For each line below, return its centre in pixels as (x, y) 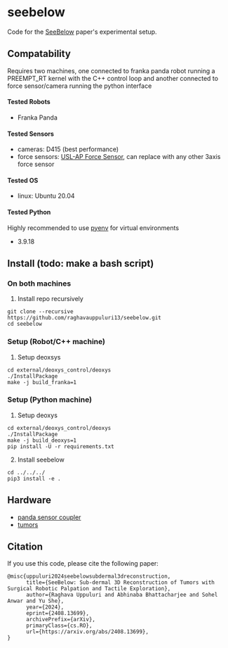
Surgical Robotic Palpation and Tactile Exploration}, (89, 589)
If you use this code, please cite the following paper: (83, 564)
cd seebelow (25, 324)
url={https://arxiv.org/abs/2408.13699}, (87, 632)
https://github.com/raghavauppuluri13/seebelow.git (84, 318)
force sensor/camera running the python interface (80, 86)
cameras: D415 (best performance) (68, 149)
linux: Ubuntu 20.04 (46, 196)
